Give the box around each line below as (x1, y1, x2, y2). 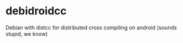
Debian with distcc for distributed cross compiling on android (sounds (5, 24, 177, 31)
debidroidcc (5, 4, 67, 18)
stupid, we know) (5, 30, 48, 37)
